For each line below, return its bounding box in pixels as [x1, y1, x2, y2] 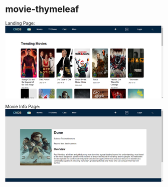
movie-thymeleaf [5, 4, 79, 15]
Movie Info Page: [5, 103, 40, 109]
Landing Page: [5, 20, 35, 26]
